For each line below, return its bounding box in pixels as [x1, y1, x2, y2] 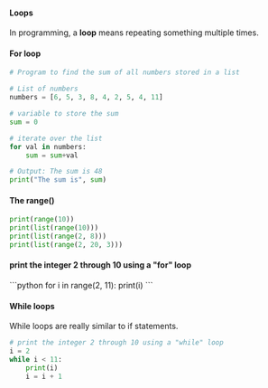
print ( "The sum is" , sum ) [9, 175, 106, 185]
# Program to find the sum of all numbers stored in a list [9, 68, 241, 77]
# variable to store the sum [9, 109, 119, 118]
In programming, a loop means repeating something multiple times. [9, 27, 259, 38]
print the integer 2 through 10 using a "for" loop [9, 260, 192, 270]
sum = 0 [9, 118, 39, 127]
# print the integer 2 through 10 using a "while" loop [9, 338, 224, 347]
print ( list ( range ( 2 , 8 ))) [9, 232, 106, 241]
